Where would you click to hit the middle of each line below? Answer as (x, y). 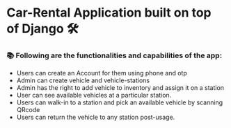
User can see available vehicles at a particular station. (94, 95)
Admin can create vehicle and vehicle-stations (83, 80)
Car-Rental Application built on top (109, 13)
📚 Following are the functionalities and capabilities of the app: (114, 55)
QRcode (28, 110)
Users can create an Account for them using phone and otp (102, 73)
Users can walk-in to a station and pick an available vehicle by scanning (120, 102)
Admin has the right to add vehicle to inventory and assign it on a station (120, 88)
